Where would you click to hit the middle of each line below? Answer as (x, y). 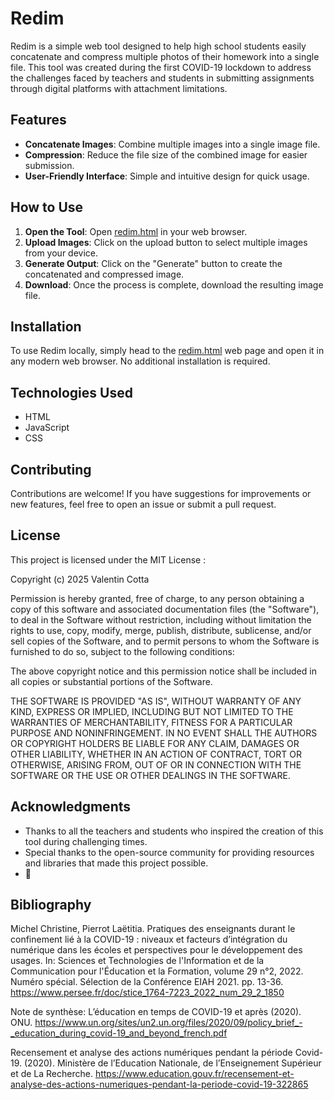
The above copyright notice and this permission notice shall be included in (163, 671)
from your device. (61, 253)
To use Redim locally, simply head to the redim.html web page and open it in (167, 351)
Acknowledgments (71, 807)
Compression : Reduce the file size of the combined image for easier (166, 154)
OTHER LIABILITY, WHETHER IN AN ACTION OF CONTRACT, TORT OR (156, 754)
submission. (49, 165)
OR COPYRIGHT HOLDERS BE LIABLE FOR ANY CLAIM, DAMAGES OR (155, 743)
